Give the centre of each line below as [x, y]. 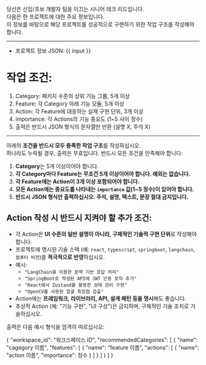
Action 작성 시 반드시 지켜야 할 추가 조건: [79, 218]
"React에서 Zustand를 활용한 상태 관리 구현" [76, 285]
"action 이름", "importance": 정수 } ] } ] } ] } [60, 355]
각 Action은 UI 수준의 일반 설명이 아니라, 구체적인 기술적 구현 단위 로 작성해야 [106, 234]
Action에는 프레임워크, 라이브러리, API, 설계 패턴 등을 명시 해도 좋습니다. [101, 298]
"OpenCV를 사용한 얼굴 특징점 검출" [64, 291]
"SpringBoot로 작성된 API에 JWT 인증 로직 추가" [80, 279]
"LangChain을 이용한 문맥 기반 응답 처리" [72, 272]
